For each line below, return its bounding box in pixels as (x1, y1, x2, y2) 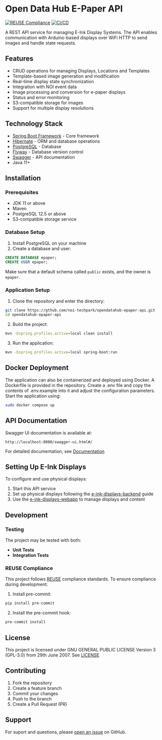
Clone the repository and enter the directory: (12, 298, 105, 304)
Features (5, 55, 33, 63)
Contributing (5, 666, 46, 675)
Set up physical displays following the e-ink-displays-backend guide (12, 491, 154, 497)
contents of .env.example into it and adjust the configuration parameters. (5, 388, 155, 394)
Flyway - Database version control (12, 149, 83, 155)
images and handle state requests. (5, 40, 76, 46)
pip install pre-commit (5, 601, 55, 606)
